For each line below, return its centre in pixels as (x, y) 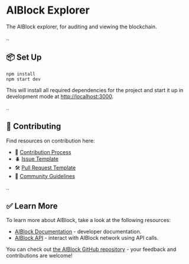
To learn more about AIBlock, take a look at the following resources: (89, 220)
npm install (21, 74)
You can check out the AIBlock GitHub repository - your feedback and (91, 249)
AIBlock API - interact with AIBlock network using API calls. (87, 238)
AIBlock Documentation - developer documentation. (78, 232)
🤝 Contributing (34, 127)
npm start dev (24, 79)
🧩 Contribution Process (43, 152)
